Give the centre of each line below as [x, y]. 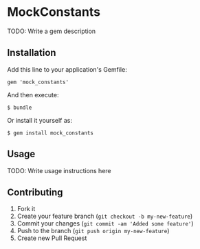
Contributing [35, 192]
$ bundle [20, 108]
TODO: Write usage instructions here [59, 170]
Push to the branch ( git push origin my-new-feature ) [93, 231]
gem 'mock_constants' [38, 82]
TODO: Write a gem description [52, 31]
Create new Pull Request [52, 238]
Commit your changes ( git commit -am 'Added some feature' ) [105, 223]
